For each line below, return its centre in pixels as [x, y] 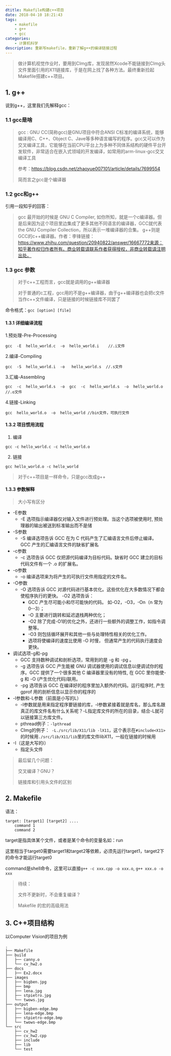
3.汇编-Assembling [25, 377]
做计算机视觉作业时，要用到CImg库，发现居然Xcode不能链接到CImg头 [92, 63]
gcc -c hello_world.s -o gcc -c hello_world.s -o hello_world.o [84, 386]
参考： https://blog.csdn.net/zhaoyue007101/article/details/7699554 [89, 168]
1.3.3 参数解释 [20, 489]
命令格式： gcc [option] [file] [38, 310]
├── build [16, 955]
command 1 [25, 825]
